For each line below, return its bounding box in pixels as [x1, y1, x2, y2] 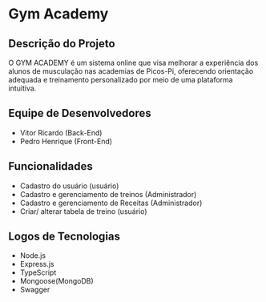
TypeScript [19, 268, 57, 277]
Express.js [19, 260, 54, 269]
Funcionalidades [8, 159, 94, 173]
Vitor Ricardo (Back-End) [19, 127, 103, 137]
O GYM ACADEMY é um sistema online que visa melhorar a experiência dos [8, 58, 259, 67]
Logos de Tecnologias [8, 230, 121, 244]
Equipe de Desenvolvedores [8, 107, 152, 120]
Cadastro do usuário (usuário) [19, 181, 119, 191]
